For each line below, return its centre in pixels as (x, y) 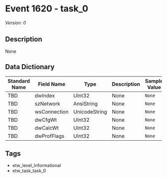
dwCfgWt (46, 120)
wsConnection (51, 111)
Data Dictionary (30, 67)
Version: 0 (16, 22)
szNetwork (47, 103)
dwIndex (45, 95)
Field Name (52, 84)
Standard (19, 81)
